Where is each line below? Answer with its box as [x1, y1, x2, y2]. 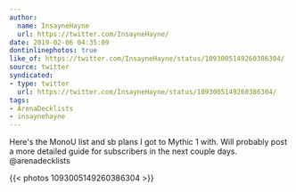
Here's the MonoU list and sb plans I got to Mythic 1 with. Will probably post [9, 137, 288, 148]
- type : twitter [9, 79, 70, 88]
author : [9, 12, 38, 22]
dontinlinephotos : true [9, 46, 98, 55]
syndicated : [9, 71, 53, 80]
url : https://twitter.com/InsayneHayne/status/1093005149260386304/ [17, 87, 277, 96]
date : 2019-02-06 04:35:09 [9, 37, 110, 47]
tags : [9, 95, 29, 105]
